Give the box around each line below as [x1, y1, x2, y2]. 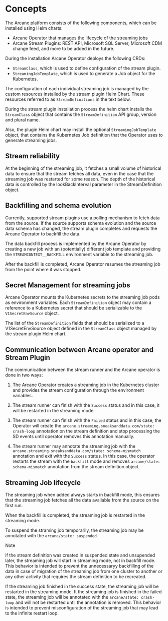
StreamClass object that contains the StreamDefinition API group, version [5, 111, 157, 117]
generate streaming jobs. [5, 137, 57, 143]
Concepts [5, 3, 47, 15]
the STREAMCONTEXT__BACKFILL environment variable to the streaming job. [5, 251, 154, 257]
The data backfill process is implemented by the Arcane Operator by [5, 240, 146, 246]
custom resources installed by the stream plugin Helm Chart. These [5, 91, 144, 97]
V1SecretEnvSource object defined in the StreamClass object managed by [5, 326, 157, 332]
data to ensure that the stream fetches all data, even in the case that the [5, 170, 154, 176]
